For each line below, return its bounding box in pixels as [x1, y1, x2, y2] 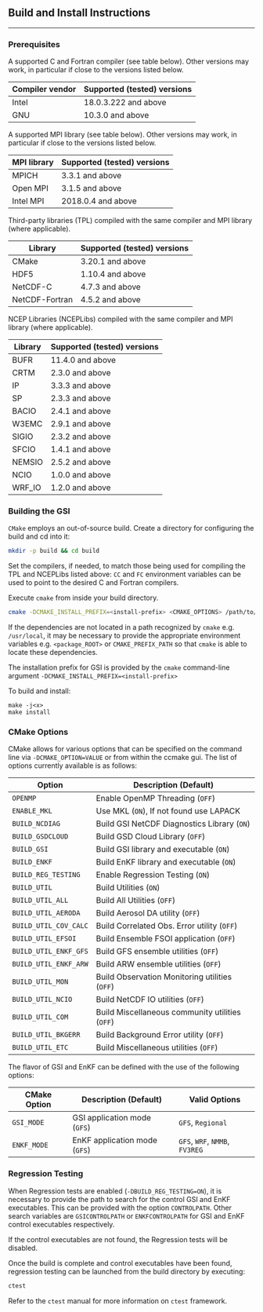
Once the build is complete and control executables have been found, [8, 1258, 232, 1267]
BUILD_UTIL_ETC [12, 1043, 69, 1052]
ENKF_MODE [12, 1141, 49, 1149]
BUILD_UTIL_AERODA [12, 908, 81, 918]
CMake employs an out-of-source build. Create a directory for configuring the [8, 524, 254, 533]
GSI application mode [72, 1113, 151, 1124]
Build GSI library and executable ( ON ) [95, 844, 230, 855]
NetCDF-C [12, 282, 52, 293]
